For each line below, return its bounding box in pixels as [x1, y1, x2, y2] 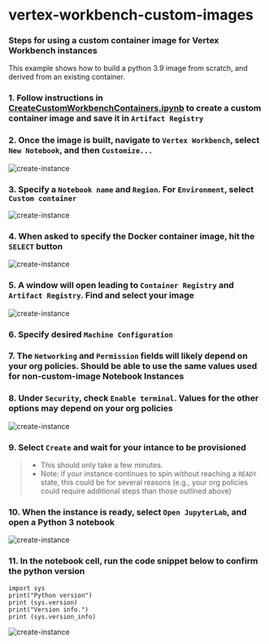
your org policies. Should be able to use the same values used [8, 361, 258, 372]
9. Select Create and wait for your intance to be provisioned [8, 441, 246, 453]
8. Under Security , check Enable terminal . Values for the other [8, 392, 259, 404]
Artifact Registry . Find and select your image [8, 290, 195, 301]
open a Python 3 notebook [8, 516, 115, 528]
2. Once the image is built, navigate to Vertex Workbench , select [8, 134, 260, 146]
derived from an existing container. [8, 72, 126, 82]
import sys [8, 584, 46, 592]
